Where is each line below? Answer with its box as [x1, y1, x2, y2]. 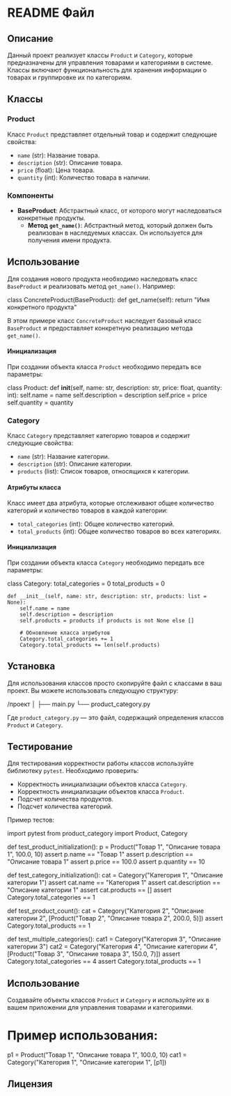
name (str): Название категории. [17, 453, 110, 461]
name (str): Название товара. [17, 151, 100, 159]
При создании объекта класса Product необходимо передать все [7, 363, 202, 370]
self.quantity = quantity [7, 398, 74, 407]
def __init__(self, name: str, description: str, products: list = [7, 593, 207, 600]
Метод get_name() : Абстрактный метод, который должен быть [27, 221, 214, 229]
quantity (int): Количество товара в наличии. [17, 173, 151, 182]
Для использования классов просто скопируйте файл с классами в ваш [7, 679, 223, 687]
